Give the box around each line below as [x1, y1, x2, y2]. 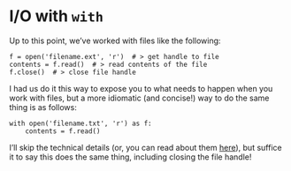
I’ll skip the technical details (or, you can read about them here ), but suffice [9, 142, 282, 152]
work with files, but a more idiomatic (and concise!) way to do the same [9, 93, 270, 103]
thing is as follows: [9, 101, 77, 112]
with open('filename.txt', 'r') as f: [9, 119, 152, 128]
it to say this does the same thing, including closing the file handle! [9, 152, 252, 162]
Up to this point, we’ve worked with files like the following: [9, 35, 221, 46]
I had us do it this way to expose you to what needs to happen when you [9, 83, 273, 93]
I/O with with [9, 6, 104, 26]
